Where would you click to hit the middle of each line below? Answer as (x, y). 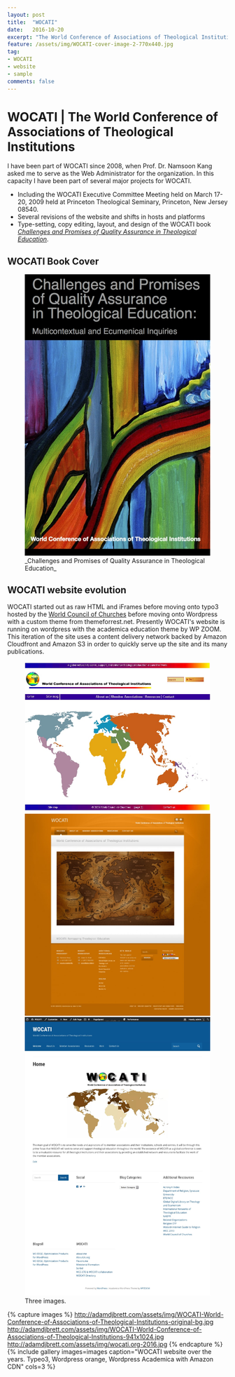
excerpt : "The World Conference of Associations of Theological (103, 37)
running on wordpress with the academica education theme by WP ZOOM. (114, 629)
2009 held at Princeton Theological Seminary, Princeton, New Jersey (128, 202)
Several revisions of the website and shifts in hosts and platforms (111, 217)
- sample (20, 74)
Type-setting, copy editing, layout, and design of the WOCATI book (114, 224)
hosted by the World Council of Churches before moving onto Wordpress (113, 614)
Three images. (45, 1301)
